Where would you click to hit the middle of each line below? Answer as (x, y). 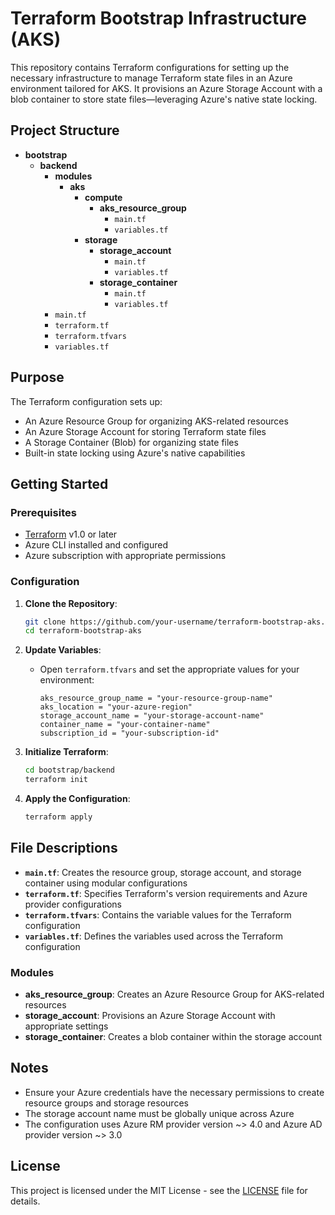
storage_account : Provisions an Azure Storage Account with (150, 1016)
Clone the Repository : (71, 603)
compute (103, 197)
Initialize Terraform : (66, 752)
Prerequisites (43, 512)
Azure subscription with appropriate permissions (125, 556)
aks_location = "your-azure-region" (116, 707)
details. (25, 1201)
